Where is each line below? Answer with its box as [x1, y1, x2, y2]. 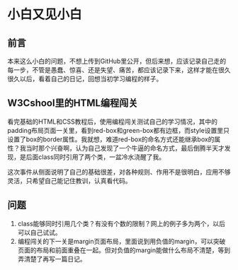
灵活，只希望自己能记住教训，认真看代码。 [7, 176, 132, 184]
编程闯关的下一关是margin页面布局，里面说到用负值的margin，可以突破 [17, 237, 226, 245]
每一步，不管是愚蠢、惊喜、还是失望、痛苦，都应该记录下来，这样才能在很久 [7, 66, 231, 74]
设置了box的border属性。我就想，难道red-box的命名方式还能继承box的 [7, 135, 215, 143]
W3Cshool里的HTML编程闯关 [7, 97, 138, 110]
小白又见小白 [7, 6, 83, 23]
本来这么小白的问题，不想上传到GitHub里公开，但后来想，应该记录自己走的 [7, 57, 227, 65]
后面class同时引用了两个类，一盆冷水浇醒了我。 [25, 153, 166, 161]
